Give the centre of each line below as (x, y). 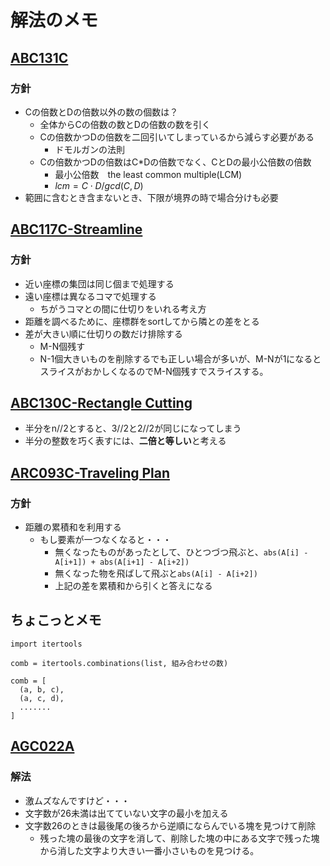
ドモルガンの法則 (89, 149)
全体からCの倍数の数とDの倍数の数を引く (125, 124)
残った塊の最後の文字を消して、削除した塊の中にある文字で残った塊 (179, 838)
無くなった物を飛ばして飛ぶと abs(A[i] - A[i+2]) (156, 573)
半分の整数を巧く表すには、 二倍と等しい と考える (125, 441)
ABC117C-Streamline (76, 229)
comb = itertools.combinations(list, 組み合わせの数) (119, 663)
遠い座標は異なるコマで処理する (90, 296)
